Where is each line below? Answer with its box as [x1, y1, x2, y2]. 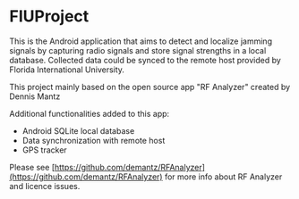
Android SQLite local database [21, 125, 135, 136]
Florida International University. [9, 64, 125, 75]
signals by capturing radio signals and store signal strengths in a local [9, 45, 267, 55]
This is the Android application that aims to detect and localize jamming [9, 36, 273, 46]
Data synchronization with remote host [21, 135, 166, 145]
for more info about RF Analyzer [164, 171, 283, 182]
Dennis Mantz [9, 91, 61, 102]
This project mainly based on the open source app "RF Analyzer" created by [9, 81, 291, 92]
